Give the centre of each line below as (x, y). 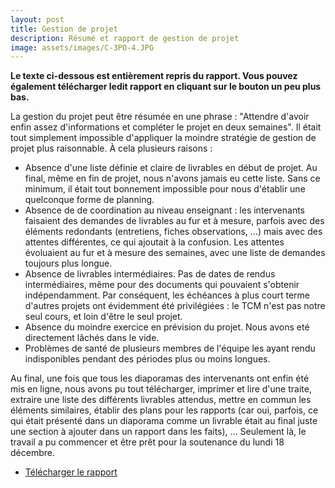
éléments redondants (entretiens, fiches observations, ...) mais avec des (173, 232)
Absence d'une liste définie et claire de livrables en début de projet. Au (171, 168)
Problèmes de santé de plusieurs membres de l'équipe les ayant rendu (170, 348)
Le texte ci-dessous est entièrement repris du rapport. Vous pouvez (154, 76)
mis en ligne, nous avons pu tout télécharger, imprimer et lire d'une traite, (161, 389)
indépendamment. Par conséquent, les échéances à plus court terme (167, 295)
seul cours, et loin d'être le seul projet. (103, 317)
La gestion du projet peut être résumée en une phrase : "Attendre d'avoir (160, 117)
